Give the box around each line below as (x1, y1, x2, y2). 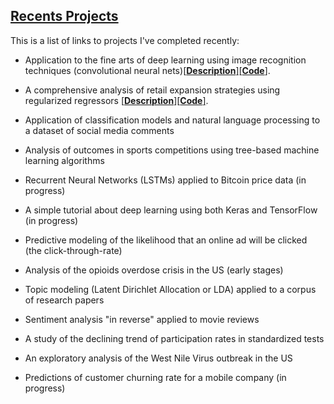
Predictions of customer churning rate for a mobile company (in (24, 371, 287, 383)
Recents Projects (10, 8, 119, 25)
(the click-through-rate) (24, 244, 123, 256)
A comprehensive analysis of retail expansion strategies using (24, 84, 281, 96)
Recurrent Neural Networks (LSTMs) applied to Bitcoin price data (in (24, 174, 307, 186)
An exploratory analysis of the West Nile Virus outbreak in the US (24, 352, 293, 364)
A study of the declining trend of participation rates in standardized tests (24, 332, 325, 344)
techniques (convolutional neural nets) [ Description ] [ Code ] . (24, 64, 271, 76)
